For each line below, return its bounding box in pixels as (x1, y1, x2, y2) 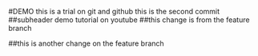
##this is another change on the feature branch (8, 39, 164, 48)
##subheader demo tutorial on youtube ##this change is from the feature (8, 15, 250, 24)
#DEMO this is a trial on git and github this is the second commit (8, 7, 220, 16)
